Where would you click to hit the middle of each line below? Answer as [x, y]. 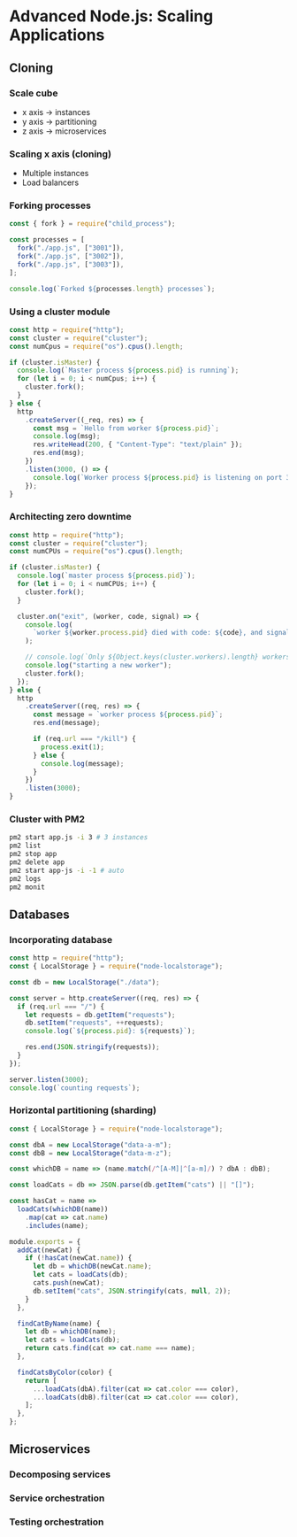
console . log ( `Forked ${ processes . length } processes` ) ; [112, 289]
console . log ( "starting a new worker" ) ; [99, 666]
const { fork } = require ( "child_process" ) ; [92, 224]
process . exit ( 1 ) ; [72, 747]
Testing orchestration [57, 1522]
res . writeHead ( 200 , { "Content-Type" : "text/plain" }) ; [137, 444]
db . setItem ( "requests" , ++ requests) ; [95, 1023]
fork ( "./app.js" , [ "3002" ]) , [71, 257]
